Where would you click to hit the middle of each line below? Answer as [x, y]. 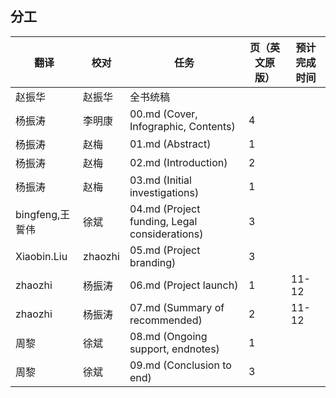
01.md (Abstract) [170, 144]
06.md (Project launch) [184, 285]
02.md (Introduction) [178, 162]
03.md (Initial [160, 180]
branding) [153, 262]
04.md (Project [165, 209]
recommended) [166, 320]
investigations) [164, 192]
